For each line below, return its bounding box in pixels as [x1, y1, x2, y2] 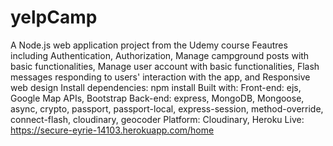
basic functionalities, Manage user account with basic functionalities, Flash [10, 60, 320, 72]
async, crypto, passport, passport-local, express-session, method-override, [10, 102, 324, 115]
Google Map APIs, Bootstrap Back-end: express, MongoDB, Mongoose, [10, 92, 305, 104]
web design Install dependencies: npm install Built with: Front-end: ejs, [10, 81, 302, 93]
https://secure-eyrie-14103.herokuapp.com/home [10, 124, 215, 136]
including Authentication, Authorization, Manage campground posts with [10, 49, 310, 61]
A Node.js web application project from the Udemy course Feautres [10, 39, 288, 51]
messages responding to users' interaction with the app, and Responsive [10, 71, 311, 83]
